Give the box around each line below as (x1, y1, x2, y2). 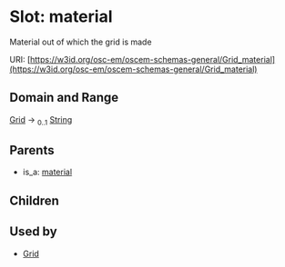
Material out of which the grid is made (9, 36, 152, 47)
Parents (9, 143, 55, 158)
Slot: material (9, 6, 113, 27)
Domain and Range (9, 90, 119, 105)
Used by (9, 224, 57, 240)
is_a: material (22, 166, 73, 178)
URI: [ (9, 54, 31, 64)
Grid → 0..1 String (9, 114, 73, 127)
